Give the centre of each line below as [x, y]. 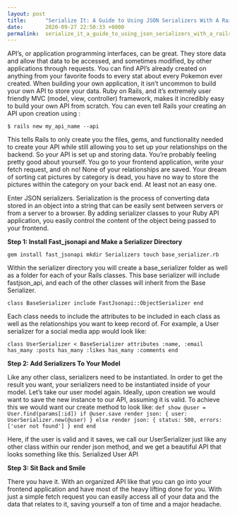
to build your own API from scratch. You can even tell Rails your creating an [117, 106]
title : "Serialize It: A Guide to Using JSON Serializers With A [113, 20]
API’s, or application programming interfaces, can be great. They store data [117, 54]
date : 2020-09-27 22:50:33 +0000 [66, 27]
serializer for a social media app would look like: [77, 332]
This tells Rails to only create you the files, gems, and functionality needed [115, 140]
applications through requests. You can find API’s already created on [107, 68]
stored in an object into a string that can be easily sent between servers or [115, 206]
